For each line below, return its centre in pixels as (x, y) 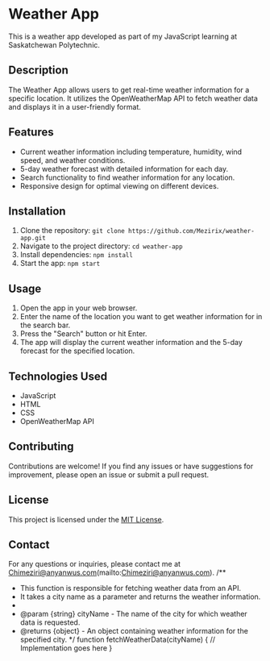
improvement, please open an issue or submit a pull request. (109, 474)
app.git (33, 239)
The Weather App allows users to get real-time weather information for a (129, 89)
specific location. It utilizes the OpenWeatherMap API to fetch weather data (133, 98)
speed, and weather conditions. (73, 160)
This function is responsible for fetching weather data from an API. (131, 588)
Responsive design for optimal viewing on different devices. (119, 185)
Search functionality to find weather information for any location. (127, 177)
